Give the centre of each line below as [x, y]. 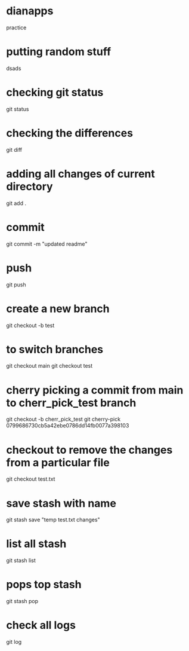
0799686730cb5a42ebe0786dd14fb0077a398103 [68, 426]
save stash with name [61, 503]
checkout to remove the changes [89, 450]
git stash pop [22, 601]
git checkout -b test [30, 325]
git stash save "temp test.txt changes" [53, 520]
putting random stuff [59, 52]
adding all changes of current [80, 174]
